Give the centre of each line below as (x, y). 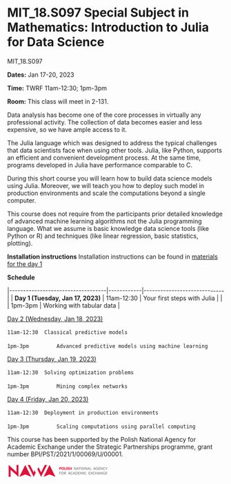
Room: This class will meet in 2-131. (58, 101)
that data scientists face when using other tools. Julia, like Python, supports (115, 150)
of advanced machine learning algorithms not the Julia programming (104, 221)
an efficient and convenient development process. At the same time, (104, 158)
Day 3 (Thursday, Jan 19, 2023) (52, 359)
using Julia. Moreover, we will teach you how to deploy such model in (106, 185)
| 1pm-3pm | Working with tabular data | (64, 305)
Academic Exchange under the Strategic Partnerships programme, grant (110, 447)
